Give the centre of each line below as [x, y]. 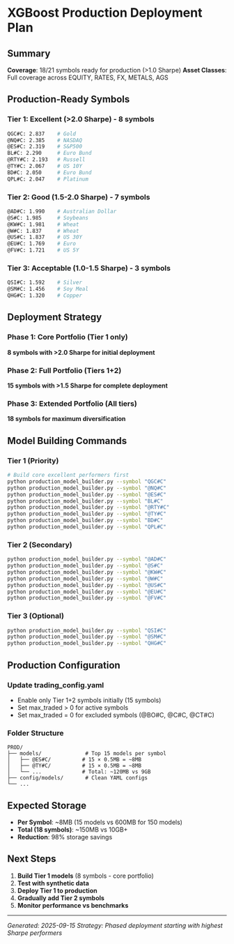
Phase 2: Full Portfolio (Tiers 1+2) [64, 370]
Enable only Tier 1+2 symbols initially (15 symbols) [89, 700]
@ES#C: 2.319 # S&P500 [45, 147]
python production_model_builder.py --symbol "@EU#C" [87, 592]
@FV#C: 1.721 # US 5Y [43, 250]
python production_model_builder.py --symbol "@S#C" [85, 566]
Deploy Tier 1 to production [57, 890]
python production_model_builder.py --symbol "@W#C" [85, 579]
